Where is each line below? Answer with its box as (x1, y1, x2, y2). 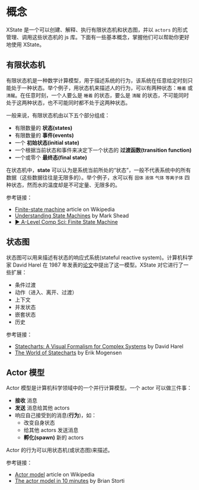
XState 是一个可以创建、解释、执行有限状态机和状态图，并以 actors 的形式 (6, 26, 188, 33)
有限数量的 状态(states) (14, 124, 73, 131)
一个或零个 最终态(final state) (14, 153, 88, 161)
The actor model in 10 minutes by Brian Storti (14, 478, 125, 485)
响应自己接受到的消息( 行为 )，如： (14, 412, 97, 419)
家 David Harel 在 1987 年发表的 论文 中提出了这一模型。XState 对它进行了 (6, 261, 184, 268)
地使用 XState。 (6, 41, 45, 48)
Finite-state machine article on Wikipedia (14, 206, 115, 213)
